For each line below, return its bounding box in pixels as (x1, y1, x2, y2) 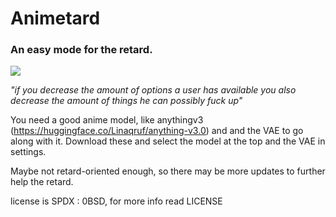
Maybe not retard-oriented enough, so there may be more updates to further (10, 165, 326, 177)
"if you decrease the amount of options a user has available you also (10, 84, 297, 96)
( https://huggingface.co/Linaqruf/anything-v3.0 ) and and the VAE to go (10, 125, 304, 137)
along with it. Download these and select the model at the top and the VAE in (10, 135, 326, 147)
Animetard (10, 7, 101, 30)
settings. (10, 146, 47, 158)
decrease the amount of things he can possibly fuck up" (10, 95, 243, 107)
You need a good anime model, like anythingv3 (10, 114, 204, 126)
